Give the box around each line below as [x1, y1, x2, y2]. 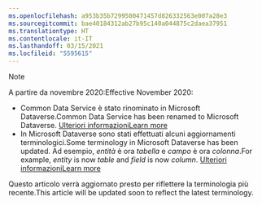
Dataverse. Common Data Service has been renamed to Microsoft [20, 112, 239, 122]
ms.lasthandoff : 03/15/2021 [8, 42, 104, 50]
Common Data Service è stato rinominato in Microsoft [20, 103, 201, 113]
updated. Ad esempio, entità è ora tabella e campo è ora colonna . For [20, 147, 253, 156]
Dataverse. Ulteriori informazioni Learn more [20, 121, 168, 130]
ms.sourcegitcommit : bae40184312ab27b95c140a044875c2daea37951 [8, 19, 228, 28]
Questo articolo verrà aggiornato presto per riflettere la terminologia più [8, 179, 249, 189]
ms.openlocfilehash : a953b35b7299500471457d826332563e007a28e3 [8, 11, 228, 20]
